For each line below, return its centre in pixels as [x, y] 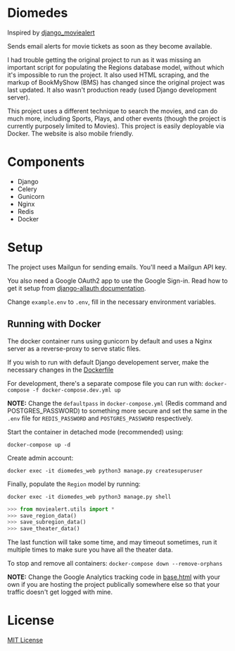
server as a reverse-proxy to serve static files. [74, 348]
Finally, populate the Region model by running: [74, 484]
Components [46, 162]
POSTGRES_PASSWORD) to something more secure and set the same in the [117, 410]
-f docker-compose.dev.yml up [77, 390]
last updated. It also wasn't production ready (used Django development [112, 90]
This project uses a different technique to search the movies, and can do [113, 111]
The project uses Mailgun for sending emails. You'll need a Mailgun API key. [117, 267]
